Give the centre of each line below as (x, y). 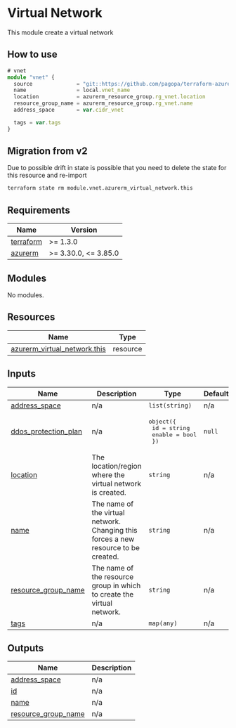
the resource (113, 576)
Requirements (39, 210)
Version (84, 230)
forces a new (113, 539)
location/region (117, 466)
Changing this (115, 530)
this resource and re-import (47, 175)
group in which (116, 585)
